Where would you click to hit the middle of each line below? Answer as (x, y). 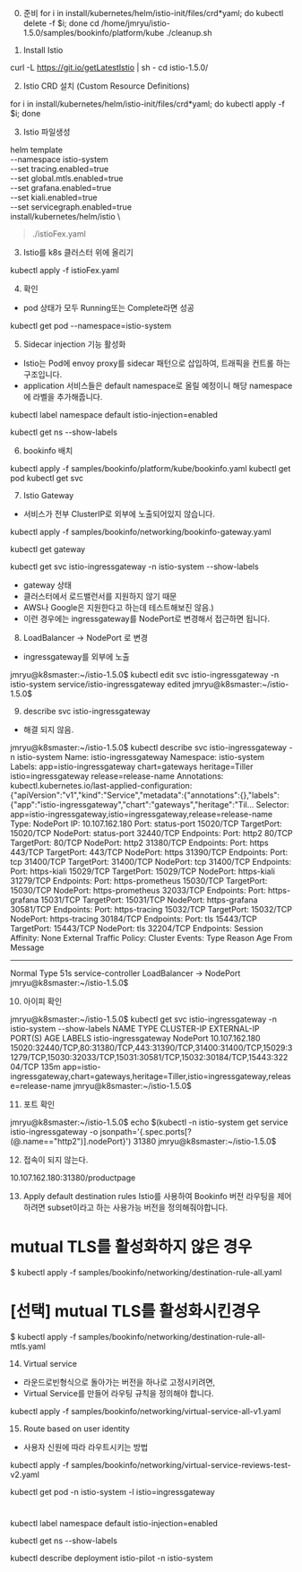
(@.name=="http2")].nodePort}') (71, 1141)
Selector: (272, 804)
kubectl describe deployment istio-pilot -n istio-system (112, 1559)
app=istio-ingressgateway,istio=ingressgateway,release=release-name (141, 814)
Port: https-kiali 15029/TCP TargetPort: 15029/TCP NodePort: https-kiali (143, 871)
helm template (37, 150)
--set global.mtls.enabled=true (67, 178)
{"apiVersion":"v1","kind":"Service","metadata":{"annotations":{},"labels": (145, 795)
